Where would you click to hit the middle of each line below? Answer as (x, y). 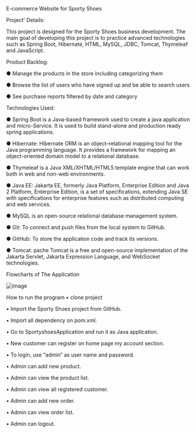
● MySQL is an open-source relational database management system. (92, 216)
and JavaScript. (25, 50)
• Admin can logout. (30, 424)
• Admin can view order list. (40, 412)
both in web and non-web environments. (56, 174)
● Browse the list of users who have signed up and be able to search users (98, 85)
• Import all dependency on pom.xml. (52, 320)
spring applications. (30, 132)
